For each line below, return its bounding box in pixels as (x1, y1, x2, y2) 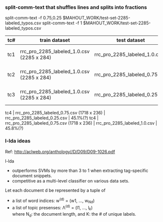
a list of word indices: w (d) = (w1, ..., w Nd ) (12, 197, 95, 204)
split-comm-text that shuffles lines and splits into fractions (5, 4, 147, 11)
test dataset (116, 37, 145, 44)
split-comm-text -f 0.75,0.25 (5, 15, 62, 21)
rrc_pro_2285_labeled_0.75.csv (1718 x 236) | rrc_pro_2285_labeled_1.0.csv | (5, 120, 158, 126)
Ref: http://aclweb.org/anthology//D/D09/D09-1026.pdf (5, 148, 115, 154)
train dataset (39, 37, 70, 44)
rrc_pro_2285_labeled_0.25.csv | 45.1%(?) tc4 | (5, 115, 98, 121)
